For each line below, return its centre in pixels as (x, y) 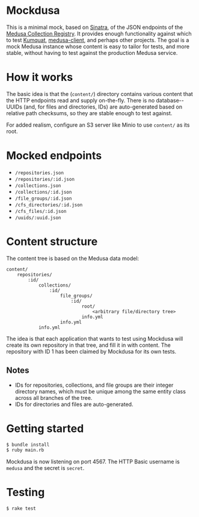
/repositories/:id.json (45, 179)
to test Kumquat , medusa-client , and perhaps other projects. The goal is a (98, 40)
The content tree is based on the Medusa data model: (73, 258)
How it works (40, 78)
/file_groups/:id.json (43, 198)
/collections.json (38, 186)
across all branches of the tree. (54, 398)
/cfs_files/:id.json (41, 211)
